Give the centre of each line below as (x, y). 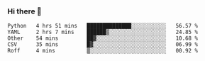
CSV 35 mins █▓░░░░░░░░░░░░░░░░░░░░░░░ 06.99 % (103, 45)
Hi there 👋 (25, 11)
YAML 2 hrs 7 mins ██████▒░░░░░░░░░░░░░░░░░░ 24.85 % (103, 32)
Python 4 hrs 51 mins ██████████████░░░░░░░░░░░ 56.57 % (103, 26)
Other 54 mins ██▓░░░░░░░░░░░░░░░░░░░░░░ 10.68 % (103, 38)
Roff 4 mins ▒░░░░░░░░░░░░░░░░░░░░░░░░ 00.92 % (103, 51)
